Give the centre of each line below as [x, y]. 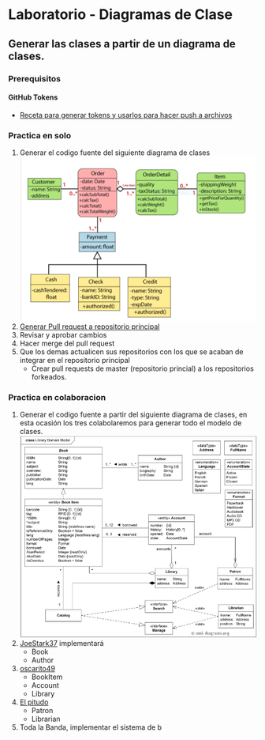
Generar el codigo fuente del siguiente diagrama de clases [115, 153]
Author [43, 660]
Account [45, 685]
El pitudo [34, 702]
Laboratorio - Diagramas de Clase [121, 15]
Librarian [46, 719]
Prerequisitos [35, 78]
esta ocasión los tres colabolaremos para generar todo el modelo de [131, 423]
